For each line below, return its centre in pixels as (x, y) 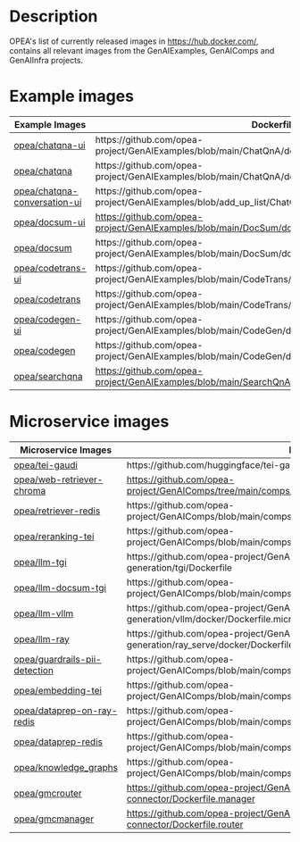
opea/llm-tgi (40, 562)
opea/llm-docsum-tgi (60, 588)
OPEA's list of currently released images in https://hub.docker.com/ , (134, 41)
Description (54, 17)
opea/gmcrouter (48, 793)
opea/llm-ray (42, 638)
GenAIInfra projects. (46, 60)
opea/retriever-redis (57, 511)
